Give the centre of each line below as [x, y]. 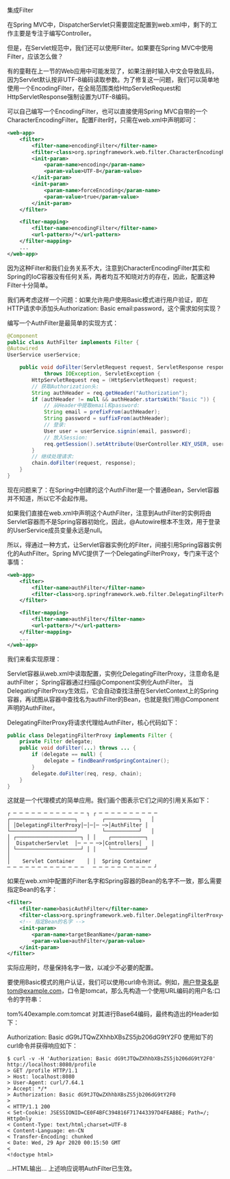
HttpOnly [20, 1119]
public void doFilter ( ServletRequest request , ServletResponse [112, 367]
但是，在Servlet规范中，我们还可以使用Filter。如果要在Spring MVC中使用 [110, 48]
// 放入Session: [66, 437]
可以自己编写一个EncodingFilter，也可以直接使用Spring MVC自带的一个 [107, 111]
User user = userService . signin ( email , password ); [117, 431]
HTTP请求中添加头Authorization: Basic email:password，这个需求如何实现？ [115, 308]
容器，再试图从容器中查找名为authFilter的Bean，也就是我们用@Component [113, 699]
